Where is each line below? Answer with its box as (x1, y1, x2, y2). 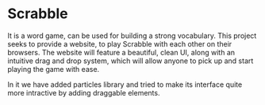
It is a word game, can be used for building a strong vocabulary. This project (7, 31, 257, 40)
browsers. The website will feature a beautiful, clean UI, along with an (7, 47, 236, 57)
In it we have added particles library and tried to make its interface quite (7, 80, 243, 89)
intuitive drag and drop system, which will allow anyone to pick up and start (7, 56, 254, 66)
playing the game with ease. (7, 64, 100, 73)
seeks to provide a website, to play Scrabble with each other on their (7, 39, 232, 48)
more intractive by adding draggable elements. (7, 88, 160, 97)
